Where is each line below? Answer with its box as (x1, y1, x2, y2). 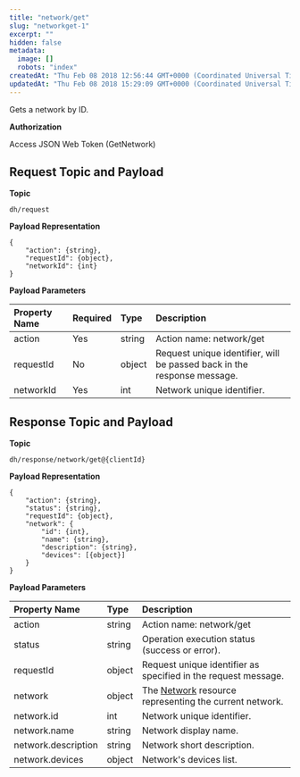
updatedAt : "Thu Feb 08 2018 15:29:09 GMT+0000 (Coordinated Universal (9, 79, 281, 88)
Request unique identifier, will (155, 347, 279, 360)
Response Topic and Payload (9, 414, 174, 430)
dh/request (9, 205, 50, 214)
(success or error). (141, 644, 221, 656)
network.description (13, 739, 98, 751)
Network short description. (141, 739, 254, 751)
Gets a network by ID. (9, 104, 89, 114)
